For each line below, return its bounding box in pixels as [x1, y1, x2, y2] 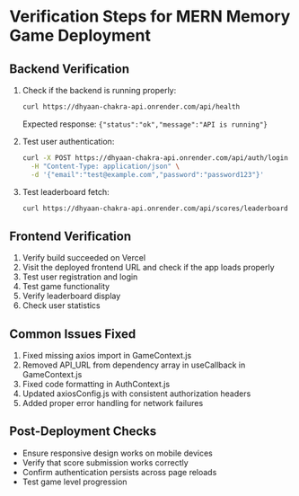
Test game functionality [22, 281, 110, 292]
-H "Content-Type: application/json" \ [31, 162, 180, 171]
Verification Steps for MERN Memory [9, 6, 291, 27]
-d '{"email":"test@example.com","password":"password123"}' [31, 170, 265, 179]
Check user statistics [22, 300, 101, 311]
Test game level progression [22, 476, 128, 487]
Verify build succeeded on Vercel [22, 252, 146, 263]
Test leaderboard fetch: [22, 186, 110, 197]
